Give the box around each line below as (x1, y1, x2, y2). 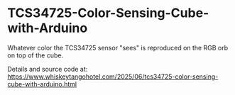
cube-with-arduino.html (7, 79, 77, 88)
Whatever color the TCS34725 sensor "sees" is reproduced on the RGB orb (7, 43, 229, 52)
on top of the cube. (7, 51, 64, 60)
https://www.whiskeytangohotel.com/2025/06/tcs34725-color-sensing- (7, 72, 219, 81)
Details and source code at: (7, 65, 88, 73)
